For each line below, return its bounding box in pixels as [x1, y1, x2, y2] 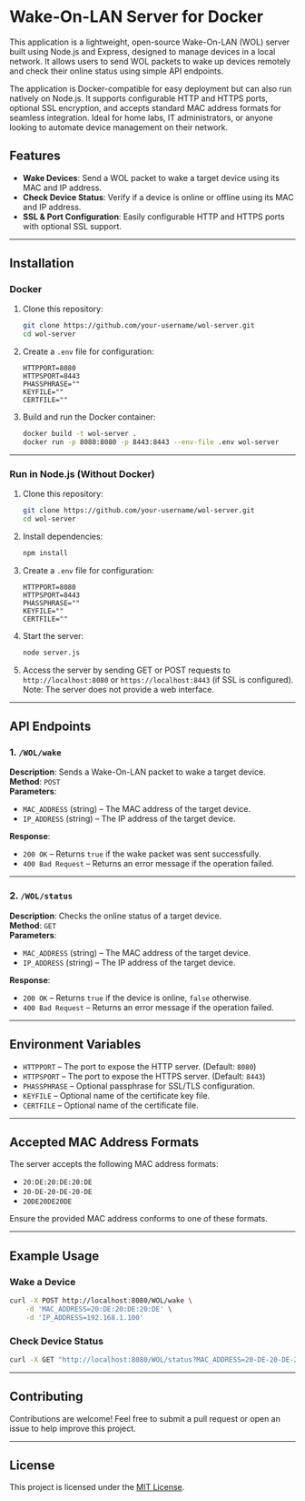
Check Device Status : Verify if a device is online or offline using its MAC [22, 191, 294, 202]
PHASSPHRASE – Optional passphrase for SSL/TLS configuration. [22, 1080, 256, 1091]
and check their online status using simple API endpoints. [9, 66, 224, 76]
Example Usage [9, 1248, 100, 1263]
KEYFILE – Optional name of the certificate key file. [22, 1090, 211, 1100]
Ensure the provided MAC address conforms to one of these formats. [9, 1213, 268, 1224]
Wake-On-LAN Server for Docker [9, 6, 264, 27]
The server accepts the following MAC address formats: [9, 1159, 220, 1170]
